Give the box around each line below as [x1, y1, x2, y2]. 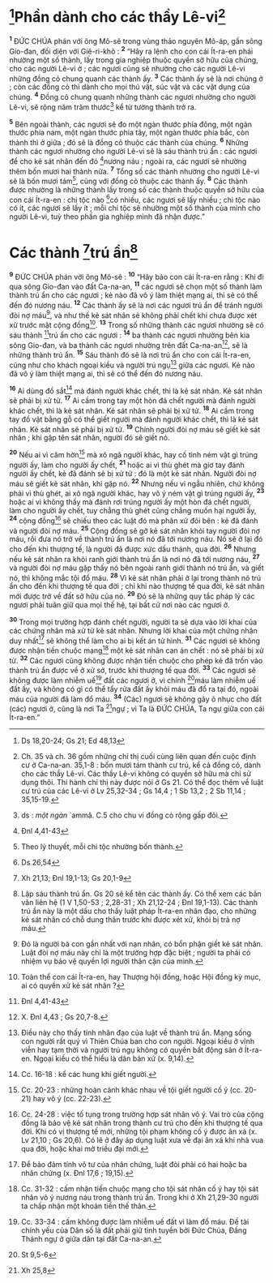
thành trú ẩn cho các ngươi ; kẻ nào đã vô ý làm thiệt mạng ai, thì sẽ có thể [9, 290, 258, 300]
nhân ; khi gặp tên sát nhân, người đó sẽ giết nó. [9, 433, 170, 443]
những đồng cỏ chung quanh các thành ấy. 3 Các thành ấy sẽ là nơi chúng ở [9, 72, 264, 84]
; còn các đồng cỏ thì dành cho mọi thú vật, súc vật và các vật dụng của [9, 82, 250, 92]
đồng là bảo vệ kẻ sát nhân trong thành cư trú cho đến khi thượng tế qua [20, 1118, 263, 1128]
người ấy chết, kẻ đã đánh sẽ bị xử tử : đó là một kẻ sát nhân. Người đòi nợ [9, 468, 257, 478]
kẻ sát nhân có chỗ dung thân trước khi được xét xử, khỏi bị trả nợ [20, 915, 241, 925]
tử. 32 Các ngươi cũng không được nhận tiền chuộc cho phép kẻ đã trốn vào [9, 654, 263, 665]
